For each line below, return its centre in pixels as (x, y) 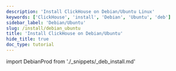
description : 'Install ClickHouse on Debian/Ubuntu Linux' (81, 12)
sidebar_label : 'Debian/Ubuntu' (46, 22)
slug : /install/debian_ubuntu (44, 28)
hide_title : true (28, 39)
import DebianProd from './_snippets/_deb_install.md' (71, 61)
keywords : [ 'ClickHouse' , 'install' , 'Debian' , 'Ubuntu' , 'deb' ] (89, 17)
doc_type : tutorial (30, 45)
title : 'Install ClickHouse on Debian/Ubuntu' (65, 34)
